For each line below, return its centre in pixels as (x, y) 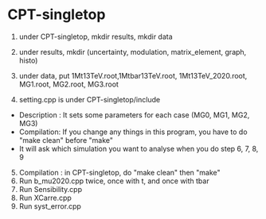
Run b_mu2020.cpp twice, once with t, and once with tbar (114, 181)
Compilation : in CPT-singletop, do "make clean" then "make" (119, 172)
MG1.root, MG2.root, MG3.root (68, 84)
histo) (28, 60)
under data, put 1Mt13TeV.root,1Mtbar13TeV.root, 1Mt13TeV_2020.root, (133, 75)
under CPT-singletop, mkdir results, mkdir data (96, 36)
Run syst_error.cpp (50, 206)
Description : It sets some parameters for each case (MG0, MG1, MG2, (134, 115)
